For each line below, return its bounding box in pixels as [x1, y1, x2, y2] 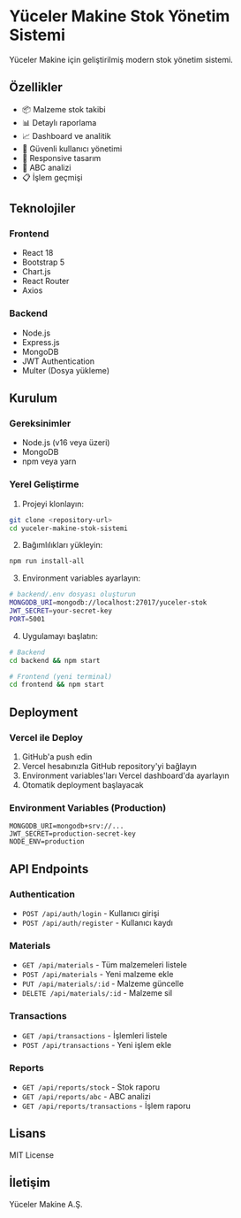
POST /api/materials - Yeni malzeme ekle [21, 969, 174, 980]
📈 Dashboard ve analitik [21, 130, 112, 141]
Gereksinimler [9, 418, 72, 430]
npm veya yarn [21, 456, 77, 466]
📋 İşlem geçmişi [21, 172, 83, 182]
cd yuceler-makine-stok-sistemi [9, 524, 128, 533]
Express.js [21, 336, 60, 347]
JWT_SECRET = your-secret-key [9, 606, 113, 616]
